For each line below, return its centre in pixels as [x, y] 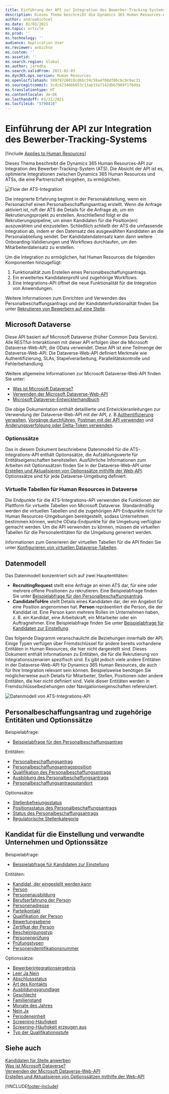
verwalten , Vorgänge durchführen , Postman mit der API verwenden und [79, 420]
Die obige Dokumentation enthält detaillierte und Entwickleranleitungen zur [83, 409]
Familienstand [27, 1000]
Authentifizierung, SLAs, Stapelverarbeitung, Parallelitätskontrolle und [77, 358]
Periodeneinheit [29, 1016]
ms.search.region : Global [32, 62]
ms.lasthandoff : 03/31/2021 [35, 99]
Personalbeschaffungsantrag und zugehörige [78, 712]
